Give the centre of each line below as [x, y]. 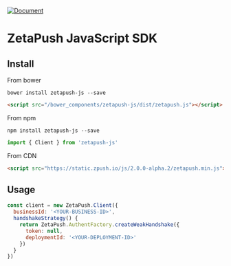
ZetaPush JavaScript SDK [82, 38]
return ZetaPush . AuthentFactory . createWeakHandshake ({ [100, 225]
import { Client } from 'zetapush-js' [63, 142]
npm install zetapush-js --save [53, 131]
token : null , [44, 231]
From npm [22, 118]
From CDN [22, 155]
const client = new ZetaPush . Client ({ [63, 206]
